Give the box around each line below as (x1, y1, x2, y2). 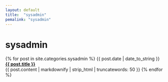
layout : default (5, 7, 40, 13)
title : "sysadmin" (5, 12, 47, 17)
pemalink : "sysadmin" (5, 17, 51, 22)
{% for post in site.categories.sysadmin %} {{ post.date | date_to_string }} (5, 56, 160, 62)
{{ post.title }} (5, 61, 36, 67)
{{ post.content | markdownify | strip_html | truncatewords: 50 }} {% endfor (5, 67, 163, 73)
